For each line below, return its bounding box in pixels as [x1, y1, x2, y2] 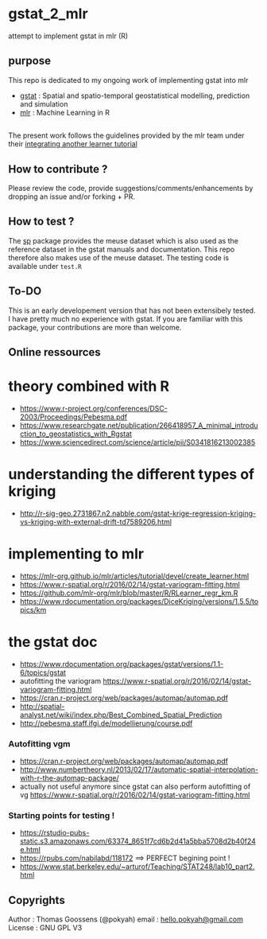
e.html [19, 845, 41, 855]
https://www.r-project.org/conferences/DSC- [19, 403, 168, 413]
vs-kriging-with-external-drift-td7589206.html [19, 516, 172, 526]
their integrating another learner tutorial [8, 139, 137, 149]
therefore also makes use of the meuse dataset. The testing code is [8, 252, 229, 263]
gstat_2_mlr [8, 5, 89, 23]
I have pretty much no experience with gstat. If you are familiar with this [8, 314, 243, 323]
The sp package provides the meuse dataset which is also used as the [8, 236, 238, 245]
